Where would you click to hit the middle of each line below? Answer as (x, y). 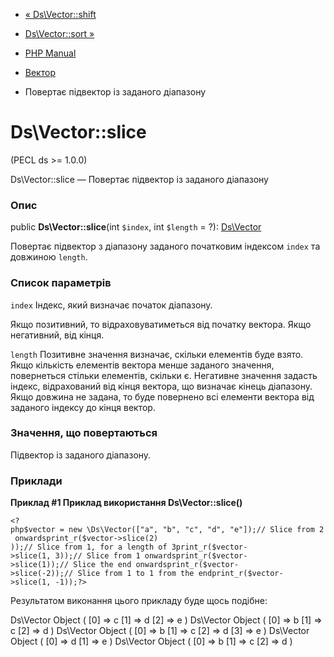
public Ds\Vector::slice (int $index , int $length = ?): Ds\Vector (136, 227)
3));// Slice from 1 (97, 556)
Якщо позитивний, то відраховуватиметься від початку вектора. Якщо (161, 324)
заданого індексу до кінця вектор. (83, 407)
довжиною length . (49, 257)
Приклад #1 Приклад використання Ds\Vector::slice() (126, 503)
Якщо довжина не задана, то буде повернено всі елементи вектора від (162, 396)
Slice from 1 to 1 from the (136, 574)
